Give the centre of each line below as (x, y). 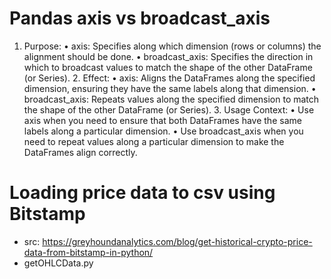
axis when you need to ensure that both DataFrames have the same (162, 120)
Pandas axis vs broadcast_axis (140, 18)
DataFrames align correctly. (80, 152)
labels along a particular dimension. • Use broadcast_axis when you (163, 131)
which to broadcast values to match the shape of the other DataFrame (168, 67)
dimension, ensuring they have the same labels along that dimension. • (170, 88)
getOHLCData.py (58, 263)
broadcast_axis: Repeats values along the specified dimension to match (171, 99)
